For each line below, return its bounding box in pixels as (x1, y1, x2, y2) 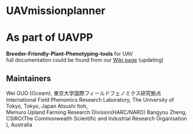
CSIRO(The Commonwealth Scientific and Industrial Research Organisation (6, 115, 188, 122)
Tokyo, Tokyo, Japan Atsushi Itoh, (6, 102, 88, 109)
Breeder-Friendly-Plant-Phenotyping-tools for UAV (6, 50, 133, 57)
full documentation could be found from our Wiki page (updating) (6, 57, 164, 64)
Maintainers (6, 73, 52, 83)
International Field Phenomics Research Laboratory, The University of (6, 96, 174, 103)
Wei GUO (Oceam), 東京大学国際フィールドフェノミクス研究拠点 (6, 90, 161, 97)
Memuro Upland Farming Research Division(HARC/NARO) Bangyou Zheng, (6, 108, 187, 115)
